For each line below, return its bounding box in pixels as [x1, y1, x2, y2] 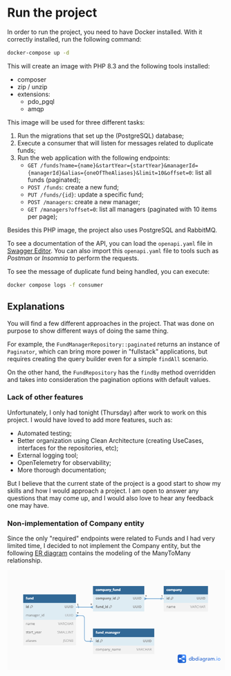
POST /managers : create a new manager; [27, 197, 140, 205]
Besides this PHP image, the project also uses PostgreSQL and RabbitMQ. [7, 226, 218, 234]
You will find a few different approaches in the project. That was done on [7, 319, 214, 327]
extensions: [17, 90, 50, 98]
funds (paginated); [27, 175, 81, 184]
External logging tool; [17, 451, 78, 459]
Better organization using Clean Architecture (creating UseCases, [17, 436, 204, 444]
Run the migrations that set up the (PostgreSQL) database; [17, 131, 185, 140]
